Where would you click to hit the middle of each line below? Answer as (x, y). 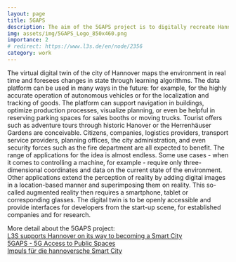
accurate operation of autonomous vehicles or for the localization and (108, 95)
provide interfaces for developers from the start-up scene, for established (114, 207)
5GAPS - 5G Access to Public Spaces (61, 243)
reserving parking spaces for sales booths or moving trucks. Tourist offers (115, 117)
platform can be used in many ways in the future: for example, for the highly (117, 88)
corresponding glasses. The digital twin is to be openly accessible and (109, 199)
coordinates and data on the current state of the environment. (133, 170)
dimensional (25, 170)
